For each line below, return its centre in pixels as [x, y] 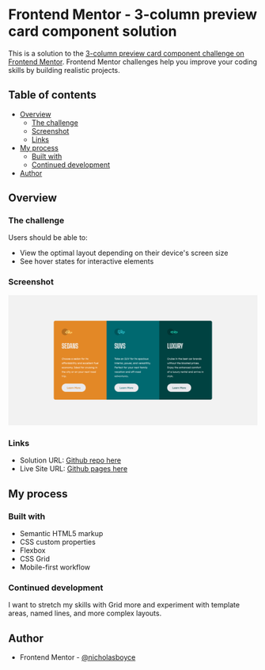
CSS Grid [34, 559]
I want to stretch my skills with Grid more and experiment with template [124, 605]
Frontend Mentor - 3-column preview [133, 15]
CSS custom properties [58, 542]
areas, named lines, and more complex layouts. [85, 613]
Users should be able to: [48, 238]
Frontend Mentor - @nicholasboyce [78, 657]
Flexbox [32, 550]
